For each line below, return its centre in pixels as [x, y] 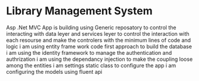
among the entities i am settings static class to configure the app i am [91, 65]
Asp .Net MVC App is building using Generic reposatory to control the [91, 27]
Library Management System [79, 11]
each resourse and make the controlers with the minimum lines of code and [99, 40]
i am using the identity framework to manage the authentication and [89, 52]
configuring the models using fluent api [54, 71]
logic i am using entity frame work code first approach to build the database [99, 46]
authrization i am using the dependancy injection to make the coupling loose [99, 59]
